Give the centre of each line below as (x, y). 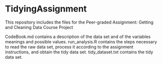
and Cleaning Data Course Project (39, 27)
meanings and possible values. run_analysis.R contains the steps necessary (81, 41)
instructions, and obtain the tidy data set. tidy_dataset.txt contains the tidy (79, 52)
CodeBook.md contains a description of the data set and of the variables (78, 37)
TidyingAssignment (46, 9)
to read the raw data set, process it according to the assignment (69, 47)
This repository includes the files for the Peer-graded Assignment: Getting (79, 22)
